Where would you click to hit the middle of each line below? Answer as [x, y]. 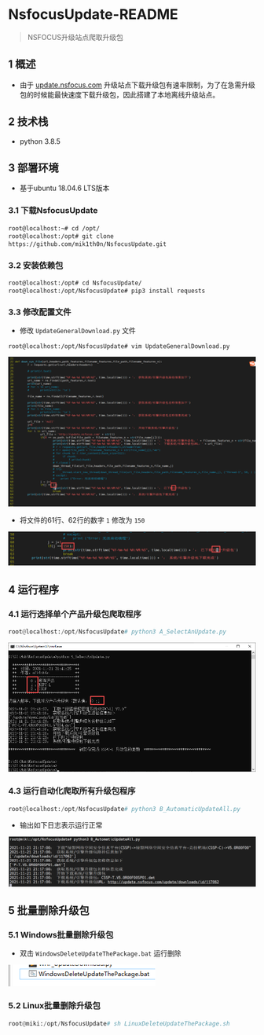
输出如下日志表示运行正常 [61, 825]
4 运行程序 [34, 590]
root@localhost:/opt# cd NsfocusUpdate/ [75, 283]
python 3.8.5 [40, 141]
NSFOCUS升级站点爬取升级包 [75, 37]
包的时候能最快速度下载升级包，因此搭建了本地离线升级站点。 [119, 94]
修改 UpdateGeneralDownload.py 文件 [77, 331]
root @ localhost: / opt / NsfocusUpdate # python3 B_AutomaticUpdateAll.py [125, 809]
